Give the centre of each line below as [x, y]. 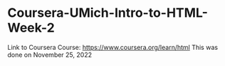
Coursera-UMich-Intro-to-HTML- [108, 13]
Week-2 [31, 28]
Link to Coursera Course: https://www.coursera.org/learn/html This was [113, 47]
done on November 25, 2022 [50, 55]
